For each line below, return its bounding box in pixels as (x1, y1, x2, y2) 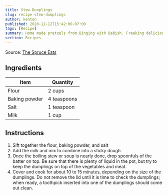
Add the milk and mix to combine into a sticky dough (12, 147, 121, 153)
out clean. (12, 184, 33, 191)
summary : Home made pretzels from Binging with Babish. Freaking (5, 31, 144, 36)
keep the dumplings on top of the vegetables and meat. (12, 163, 127, 169)
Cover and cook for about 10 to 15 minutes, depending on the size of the (12, 169, 161, 175)
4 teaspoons (47, 95, 77, 102)
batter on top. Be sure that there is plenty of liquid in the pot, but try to (12, 158, 157, 164)
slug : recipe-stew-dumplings (5, 12, 66, 17)
